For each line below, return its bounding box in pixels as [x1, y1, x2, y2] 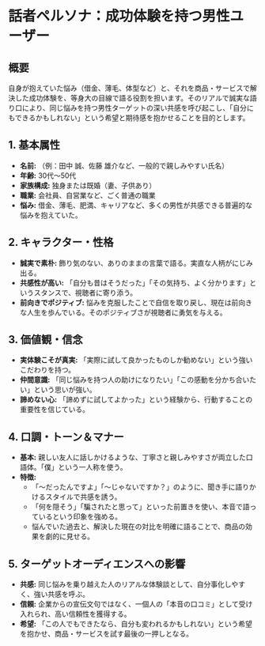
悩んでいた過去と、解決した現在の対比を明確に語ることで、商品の [31, 522, 246, 531]
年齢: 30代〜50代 [19, 171, 77, 180]
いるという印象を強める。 [38, 512, 123, 522]
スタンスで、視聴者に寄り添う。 [33, 288, 138, 297]
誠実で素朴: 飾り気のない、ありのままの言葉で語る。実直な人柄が [19, 258, 233, 267]
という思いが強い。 [33, 385, 97, 395]
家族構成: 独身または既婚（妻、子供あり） [19, 180, 157, 190]
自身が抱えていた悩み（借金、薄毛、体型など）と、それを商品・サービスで [8, 84, 251, 93]
